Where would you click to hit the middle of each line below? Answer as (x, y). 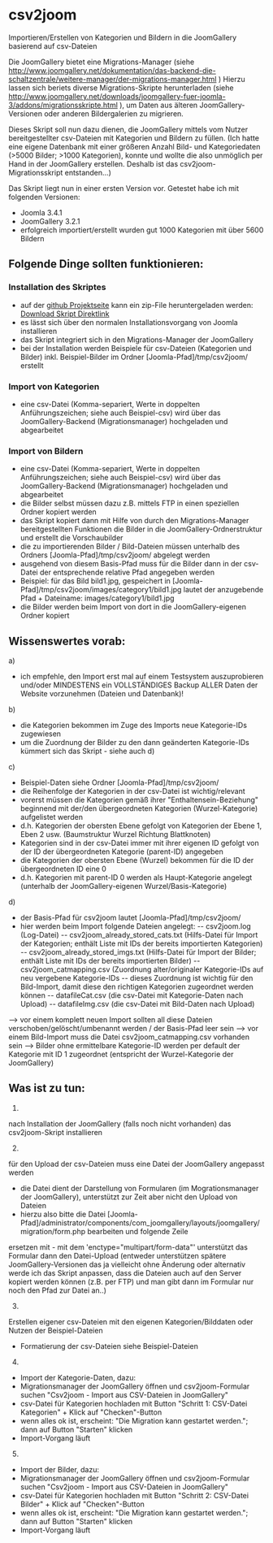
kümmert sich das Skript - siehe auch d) (87, 751)
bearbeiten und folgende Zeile (138, 1231)
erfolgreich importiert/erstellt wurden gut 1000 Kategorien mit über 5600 (142, 230)
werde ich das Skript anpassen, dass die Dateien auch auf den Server (125, 1272)
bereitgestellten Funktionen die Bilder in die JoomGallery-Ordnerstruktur (141, 529)
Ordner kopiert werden (58, 512)
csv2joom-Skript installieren (56, 1132)
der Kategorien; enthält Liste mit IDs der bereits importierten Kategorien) (141, 943)
